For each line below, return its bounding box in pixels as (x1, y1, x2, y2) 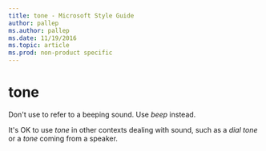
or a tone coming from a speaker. (8, 133, 119, 143)
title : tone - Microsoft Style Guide (8, 11, 135, 20)
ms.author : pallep (8, 26, 70, 34)
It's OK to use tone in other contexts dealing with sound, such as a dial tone (8, 125, 258, 134)
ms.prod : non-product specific (8, 49, 113, 57)
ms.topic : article (8, 42, 70, 50)
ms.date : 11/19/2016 (8, 34, 78, 42)
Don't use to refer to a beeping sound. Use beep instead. (8, 109, 196, 119)
